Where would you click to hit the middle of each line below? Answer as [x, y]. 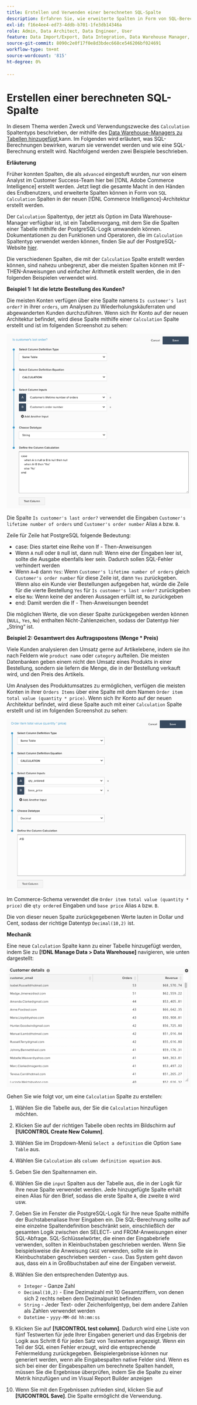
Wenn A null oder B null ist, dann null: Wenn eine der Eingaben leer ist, [99, 553]
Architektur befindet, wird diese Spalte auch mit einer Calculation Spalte [94, 704]
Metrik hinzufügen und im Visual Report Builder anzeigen [84, 1379]
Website [17, 248]
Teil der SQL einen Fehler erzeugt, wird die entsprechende [85, 1347]
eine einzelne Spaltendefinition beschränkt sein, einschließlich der [95, 1226]
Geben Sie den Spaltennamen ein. [56, 1172]
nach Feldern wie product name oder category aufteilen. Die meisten [88, 656]
